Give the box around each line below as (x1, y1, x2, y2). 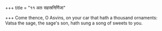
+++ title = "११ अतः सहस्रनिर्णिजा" (5, 5, 66, 10)
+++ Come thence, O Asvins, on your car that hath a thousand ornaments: (5, 15, 158, 20)
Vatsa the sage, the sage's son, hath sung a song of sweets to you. (5, 20, 143, 26)
